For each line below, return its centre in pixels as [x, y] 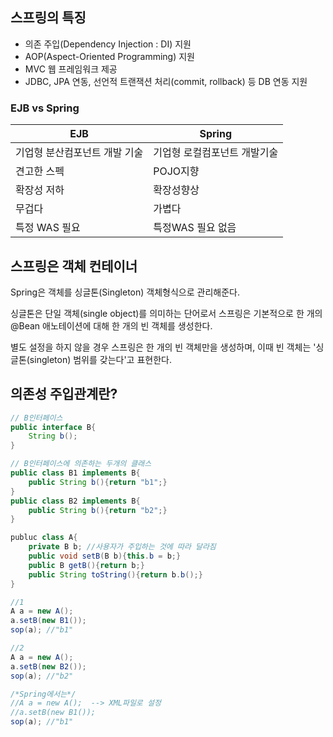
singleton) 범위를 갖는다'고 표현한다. [100, 359]
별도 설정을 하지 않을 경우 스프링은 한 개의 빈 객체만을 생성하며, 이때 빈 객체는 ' [163, 347]
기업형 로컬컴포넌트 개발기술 [216, 153]
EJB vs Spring [45, 108]
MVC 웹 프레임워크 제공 [71, 69]
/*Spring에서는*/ [43, 694]
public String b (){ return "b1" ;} [98, 482]
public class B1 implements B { [75, 473]
